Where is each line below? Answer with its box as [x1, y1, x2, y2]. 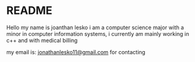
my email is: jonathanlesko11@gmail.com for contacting [6, 48, 146, 55]
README [6, 4, 53, 18]
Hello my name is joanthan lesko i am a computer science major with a [6, 24, 184, 31]
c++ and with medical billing [6, 36, 78, 44]
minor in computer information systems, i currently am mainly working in [6, 30, 189, 37]
